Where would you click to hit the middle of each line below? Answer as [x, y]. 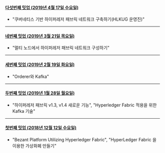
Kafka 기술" [24, 111]
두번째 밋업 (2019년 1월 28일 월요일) [40, 93]
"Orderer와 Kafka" [30, 76]
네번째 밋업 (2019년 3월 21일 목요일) [40, 36]
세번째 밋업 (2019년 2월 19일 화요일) [40, 64]
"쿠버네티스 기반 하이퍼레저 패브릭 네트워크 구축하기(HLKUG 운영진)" [78, 19]
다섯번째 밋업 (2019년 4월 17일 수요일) [42, 7]
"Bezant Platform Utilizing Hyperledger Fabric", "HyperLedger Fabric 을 [84, 140]
